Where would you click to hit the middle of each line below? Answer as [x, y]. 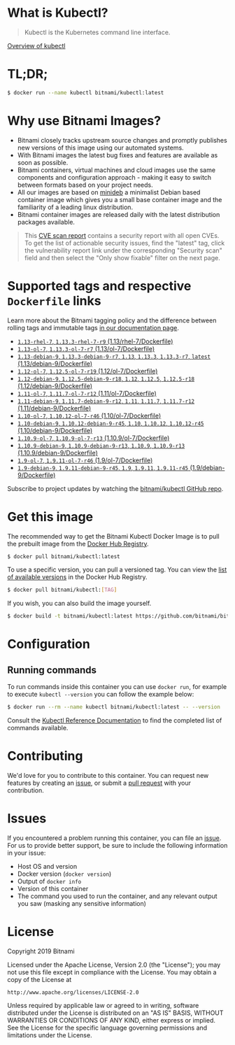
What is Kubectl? [58, 13]
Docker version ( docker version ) [64, 874]
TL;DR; [28, 74]
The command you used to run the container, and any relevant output [117, 896]
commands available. [38, 728]
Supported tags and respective [99, 286]
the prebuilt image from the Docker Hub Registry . [78, 543]
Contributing [45, 756]
